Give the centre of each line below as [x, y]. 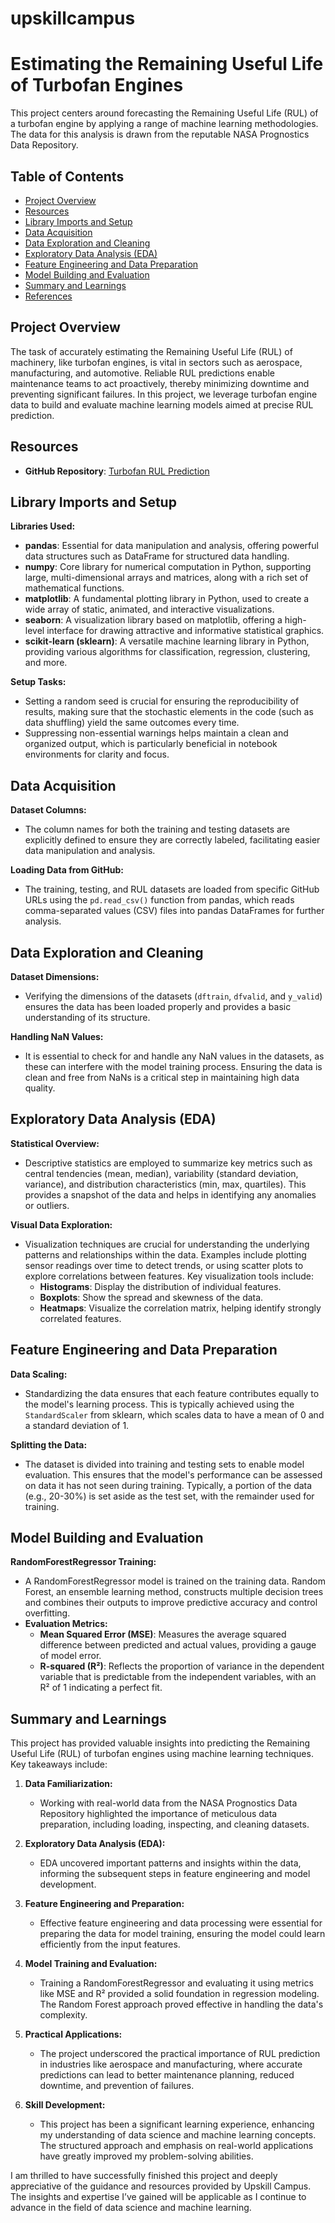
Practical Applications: [73, 2034]
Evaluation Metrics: [66, 1624]
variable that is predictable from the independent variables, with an [178, 1677]
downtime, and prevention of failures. [117, 2086]
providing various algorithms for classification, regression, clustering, [167, 652]
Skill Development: [65, 2105]
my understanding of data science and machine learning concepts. [178, 2135]
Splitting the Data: [49, 1444]
